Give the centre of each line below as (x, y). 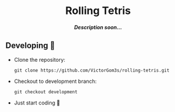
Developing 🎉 (30, 46)
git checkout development (46, 92)
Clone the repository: (40, 60)
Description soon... (98, 27)
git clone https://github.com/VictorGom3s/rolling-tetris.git (92, 70)
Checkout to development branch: (55, 81)
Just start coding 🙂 (37, 103)
